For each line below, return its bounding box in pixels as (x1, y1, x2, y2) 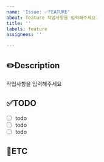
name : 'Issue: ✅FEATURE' (6, 9, 71, 15)
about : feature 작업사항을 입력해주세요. (6, 15, 99, 21)
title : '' (6, 20, 32, 26)
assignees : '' (6, 32, 43, 38)
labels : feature (6, 26, 47, 32)
